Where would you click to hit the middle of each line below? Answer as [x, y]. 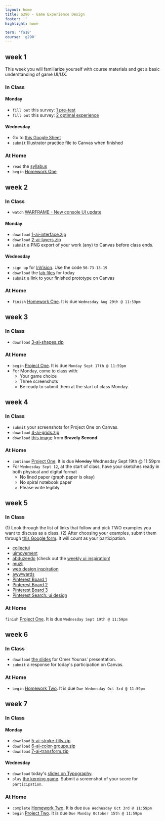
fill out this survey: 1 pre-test [44, 110]
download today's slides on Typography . [52, 773]
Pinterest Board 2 [30, 585]
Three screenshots [39, 381]
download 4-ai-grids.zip [36, 432]
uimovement [25, 553]
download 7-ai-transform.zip [41, 751]
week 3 [17, 317]
